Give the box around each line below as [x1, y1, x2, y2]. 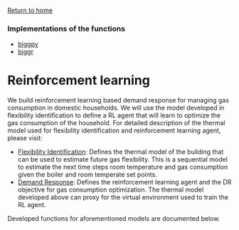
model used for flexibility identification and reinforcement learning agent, [7, 126, 221, 135]
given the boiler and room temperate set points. [17, 170, 158, 179]
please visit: [7, 134, 43, 142]
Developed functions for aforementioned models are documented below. [7, 214, 221, 223]
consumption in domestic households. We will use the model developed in [7, 103, 225, 113]
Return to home [7, 6, 53, 14]
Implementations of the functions [7, 23, 126, 33]
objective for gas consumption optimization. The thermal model [17, 185, 204, 194]
